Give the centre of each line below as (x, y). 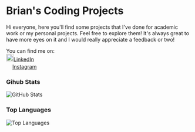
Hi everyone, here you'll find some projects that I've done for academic (92, 27)
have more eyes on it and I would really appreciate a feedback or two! (90, 39)
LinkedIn (24, 59)
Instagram (25, 66)
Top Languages (29, 110)
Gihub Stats (23, 82)
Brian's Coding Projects (65, 11)
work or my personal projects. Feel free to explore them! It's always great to (98, 33)
